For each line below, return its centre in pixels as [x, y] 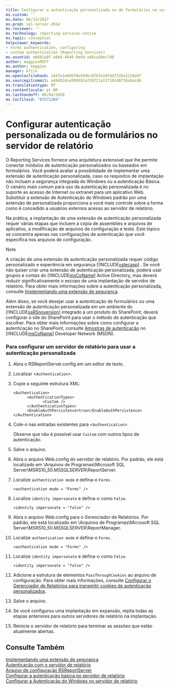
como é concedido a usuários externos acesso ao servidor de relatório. [80, 209]
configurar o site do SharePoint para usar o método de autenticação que [81, 317]
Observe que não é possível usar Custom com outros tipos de [76, 434]
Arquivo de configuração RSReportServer [49, 670]
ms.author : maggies [26, 66]
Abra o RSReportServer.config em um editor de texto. [68, 364]
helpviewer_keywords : [29, 43]
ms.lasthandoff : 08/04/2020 [35, 95]
